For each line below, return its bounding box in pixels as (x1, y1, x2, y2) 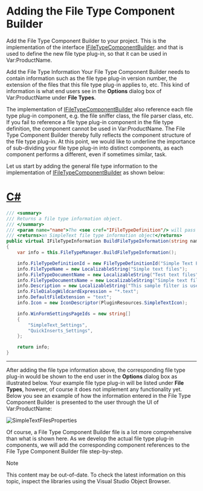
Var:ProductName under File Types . (6, 94, 96, 101)
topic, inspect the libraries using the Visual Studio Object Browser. (6, 478, 171, 485)
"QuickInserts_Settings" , (28, 328, 94, 334)
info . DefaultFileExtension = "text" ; (17, 294, 112, 300)
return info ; (17, 344, 50, 351)
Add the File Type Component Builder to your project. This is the (6, 37, 166, 44)
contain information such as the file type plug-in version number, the (6, 74, 177, 82)
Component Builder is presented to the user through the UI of (6, 398, 159, 406)
